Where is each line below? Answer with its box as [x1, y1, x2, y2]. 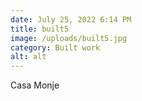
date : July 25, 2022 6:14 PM [10, 14, 132, 25]
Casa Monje [10, 79, 60, 91]
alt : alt [10, 52, 47, 62]
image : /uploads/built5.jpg [10, 33, 128, 43]
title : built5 [10, 24, 70, 34]
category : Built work [10, 42, 101, 53]
